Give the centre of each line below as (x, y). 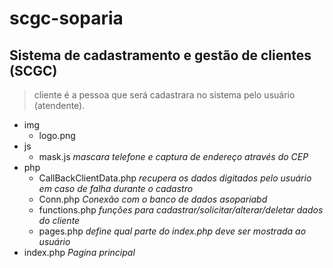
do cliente (59, 220)
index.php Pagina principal (79, 252)
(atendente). (59, 105)
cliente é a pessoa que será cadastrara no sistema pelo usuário (164, 95)
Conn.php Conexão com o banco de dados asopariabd (153, 199)
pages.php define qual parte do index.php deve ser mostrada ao (172, 231)
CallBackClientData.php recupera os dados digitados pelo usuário (175, 178)
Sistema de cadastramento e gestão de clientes (160, 55)
